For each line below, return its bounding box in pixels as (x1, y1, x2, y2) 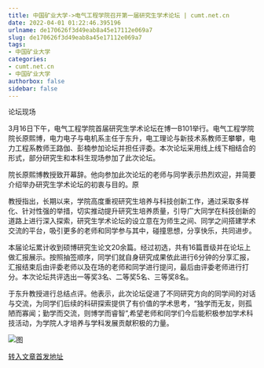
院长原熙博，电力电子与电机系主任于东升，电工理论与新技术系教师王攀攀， (8, 134, 249, 143)
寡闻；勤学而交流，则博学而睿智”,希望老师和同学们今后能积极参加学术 (21, 308, 247, 318)
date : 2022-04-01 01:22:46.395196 (8, 19, 122, 27)
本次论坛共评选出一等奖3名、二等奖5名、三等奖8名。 (21, 272, 193, 282)
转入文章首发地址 (8, 351, 64, 362)
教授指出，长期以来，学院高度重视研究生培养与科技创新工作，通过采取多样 (8, 197, 249, 206)
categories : (8, 56, 47, 64)
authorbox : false (8, 77, 65, 85)
